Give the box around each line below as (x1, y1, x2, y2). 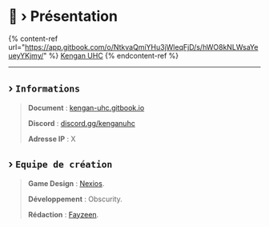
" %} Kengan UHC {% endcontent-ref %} (43, 51, 179, 60)
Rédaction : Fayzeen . (27, 209, 99, 219)
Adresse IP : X (27, 134, 76, 144)
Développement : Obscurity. (27, 194, 122, 204)
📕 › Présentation (8, 7, 118, 26)
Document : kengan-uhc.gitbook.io (27, 103, 145, 112)
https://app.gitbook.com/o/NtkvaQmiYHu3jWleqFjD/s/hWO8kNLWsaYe (24, 42, 259, 51)
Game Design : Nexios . (27, 178, 105, 188)
